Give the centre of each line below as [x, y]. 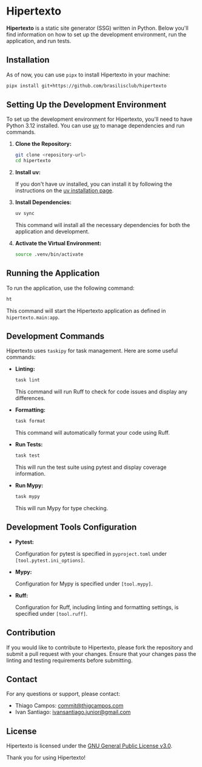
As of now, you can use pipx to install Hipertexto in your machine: [88, 75]
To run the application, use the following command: [70, 288]
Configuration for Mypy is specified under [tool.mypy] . [84, 584]
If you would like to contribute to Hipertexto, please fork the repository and [99, 647]
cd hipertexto [33, 161]
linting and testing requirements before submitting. [69, 660]
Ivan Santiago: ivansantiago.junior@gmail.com [73, 712]
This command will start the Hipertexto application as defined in [86, 310]
